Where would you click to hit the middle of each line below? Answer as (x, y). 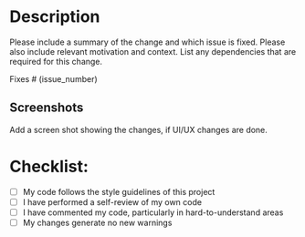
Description (55, 17)
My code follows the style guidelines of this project (119, 191)
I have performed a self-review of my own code (112, 201)
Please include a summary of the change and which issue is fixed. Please (147, 42)
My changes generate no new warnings (97, 222)
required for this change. (56, 61)
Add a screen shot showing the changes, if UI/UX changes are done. (138, 129)
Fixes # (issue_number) (53, 78)
